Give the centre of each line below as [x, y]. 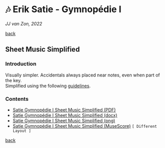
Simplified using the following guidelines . [48, 86]
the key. [13, 80]
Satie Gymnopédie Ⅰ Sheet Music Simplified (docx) [65, 115]
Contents [17, 99]
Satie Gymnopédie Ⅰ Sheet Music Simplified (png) [64, 121]
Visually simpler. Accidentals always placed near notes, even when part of [83, 75]
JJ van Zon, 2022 [24, 23]
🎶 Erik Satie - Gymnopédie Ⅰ [63, 9]
